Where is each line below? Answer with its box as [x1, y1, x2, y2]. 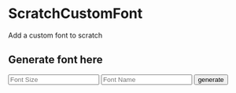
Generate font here [8, 53, 103, 66]
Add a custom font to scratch [8, 30, 103, 40]
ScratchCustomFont [8, 5, 143, 23]
